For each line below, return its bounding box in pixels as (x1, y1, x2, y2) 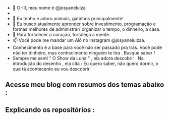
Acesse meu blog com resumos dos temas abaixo (5, 81, 164, 89)
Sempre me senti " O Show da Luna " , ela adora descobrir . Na (12, 55, 144, 61)
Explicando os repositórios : (5, 105, 95, 114)
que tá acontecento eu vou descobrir (12, 66, 90, 72)
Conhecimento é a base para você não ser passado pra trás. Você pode (12, 44, 162, 50)
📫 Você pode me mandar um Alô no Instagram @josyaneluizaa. (12, 37, 145, 43)
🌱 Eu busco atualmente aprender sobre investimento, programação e (12, 21, 156, 27)
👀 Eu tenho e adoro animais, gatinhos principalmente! (12, 16, 124, 21)
